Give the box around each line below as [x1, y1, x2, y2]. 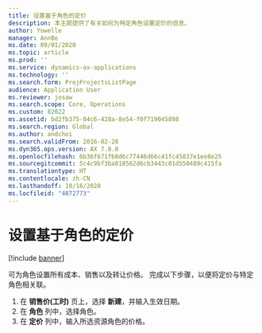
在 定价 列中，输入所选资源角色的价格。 [19, 316, 149, 326]
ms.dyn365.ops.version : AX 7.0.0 [8, 145, 119, 153]
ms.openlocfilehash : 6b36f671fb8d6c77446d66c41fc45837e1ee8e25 [8, 152, 222, 160]
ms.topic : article [8, 49, 69, 57]
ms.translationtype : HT [8, 167, 87, 175]
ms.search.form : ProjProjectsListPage [8, 78, 137, 86]
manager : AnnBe [8, 33, 59, 42]
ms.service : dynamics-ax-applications [8, 64, 137, 72]
